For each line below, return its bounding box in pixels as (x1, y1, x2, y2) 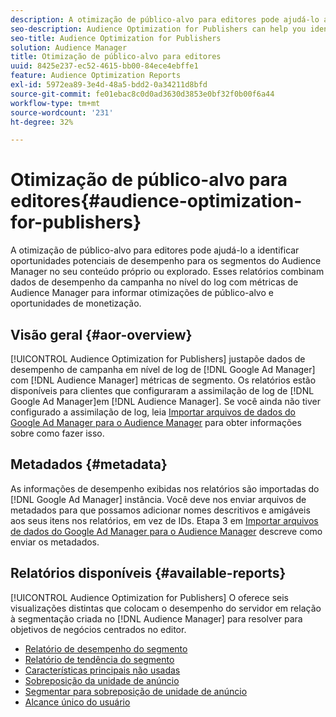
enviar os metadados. (10, 536, 100, 548)
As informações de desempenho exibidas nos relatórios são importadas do (10, 482, 320, 495)
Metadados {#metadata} (10, 456, 168, 473)
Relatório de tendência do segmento (24, 653, 175, 665)
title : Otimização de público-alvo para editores (10, 52, 222, 62)
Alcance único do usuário (24, 696, 131, 708)
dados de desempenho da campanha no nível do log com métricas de (10, 276, 299, 288)
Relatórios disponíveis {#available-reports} (10, 565, 287, 582)
